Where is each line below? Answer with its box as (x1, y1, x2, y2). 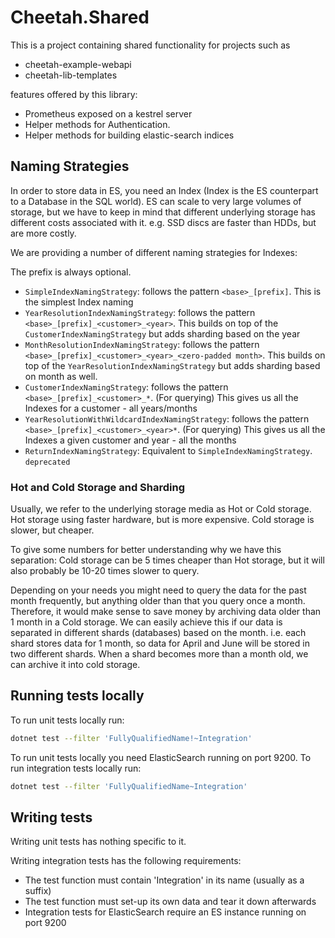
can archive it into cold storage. (10, 659, 141, 671)
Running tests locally (10, 687, 145, 705)
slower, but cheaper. (10, 524, 95, 536)
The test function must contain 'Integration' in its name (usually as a (24, 874, 305, 886)
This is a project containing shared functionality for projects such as (10, 39, 291, 51)
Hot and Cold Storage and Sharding (10, 480, 186, 494)
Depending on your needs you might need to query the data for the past (10, 584, 307, 596)
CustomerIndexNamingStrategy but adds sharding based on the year (24, 327, 301, 340)
